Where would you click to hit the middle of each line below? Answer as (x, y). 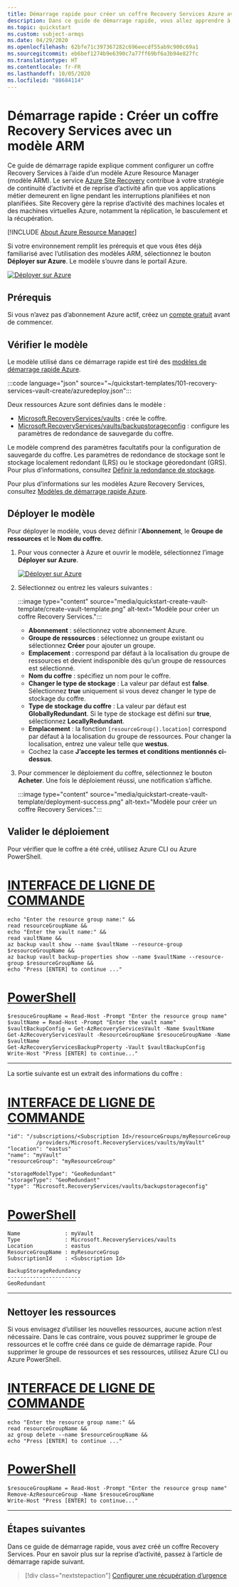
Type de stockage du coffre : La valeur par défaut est (107, 705)
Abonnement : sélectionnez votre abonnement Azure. (107, 630)
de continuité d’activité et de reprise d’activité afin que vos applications (112, 188)
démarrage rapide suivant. (46, 1561)
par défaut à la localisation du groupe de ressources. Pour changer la (130, 736)
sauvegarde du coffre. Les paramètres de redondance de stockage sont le (116, 455)
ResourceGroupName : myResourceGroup (63, 1252)
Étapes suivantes (47, 1529)
